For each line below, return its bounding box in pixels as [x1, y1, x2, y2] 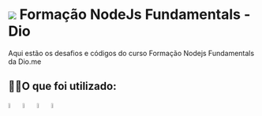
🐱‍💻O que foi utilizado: [8, 80, 117, 93]
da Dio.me [8, 57, 42, 66]
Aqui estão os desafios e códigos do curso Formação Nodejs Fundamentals [8, 48, 255, 58]
